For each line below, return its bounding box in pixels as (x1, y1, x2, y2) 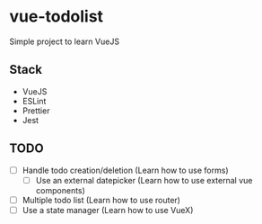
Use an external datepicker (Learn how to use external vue (35, 175, 253, 185)
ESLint (22, 95, 47, 106)
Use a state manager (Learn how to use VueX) (22, 204, 194, 215)
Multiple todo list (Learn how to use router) (22, 194, 181, 205)
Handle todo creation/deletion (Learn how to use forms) (22, 165, 229, 175)
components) (35, 184, 85, 195)
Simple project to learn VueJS (9, 36, 119, 47)
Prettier (22, 105, 50, 116)
